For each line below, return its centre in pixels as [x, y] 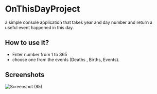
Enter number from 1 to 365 [39, 54]
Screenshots [25, 75]
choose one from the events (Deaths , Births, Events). [66, 60]
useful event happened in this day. [40, 27]
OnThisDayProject [43, 9]
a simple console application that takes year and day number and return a [79, 22]
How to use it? [27, 43]
